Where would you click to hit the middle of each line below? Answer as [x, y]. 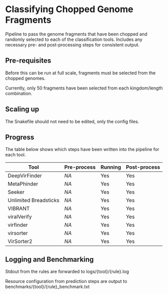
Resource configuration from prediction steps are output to [66, 281]
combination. [19, 93]
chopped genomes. [25, 78]
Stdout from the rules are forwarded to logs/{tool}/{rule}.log [67, 272]
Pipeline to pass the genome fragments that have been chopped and [76, 34]
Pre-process [80, 167]
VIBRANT [19, 209]
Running [111, 167]
